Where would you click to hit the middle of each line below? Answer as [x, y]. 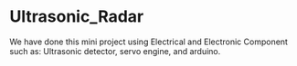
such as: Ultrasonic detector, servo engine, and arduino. [115, 51]
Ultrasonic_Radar [77, 17]
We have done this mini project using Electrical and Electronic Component [148, 42]
